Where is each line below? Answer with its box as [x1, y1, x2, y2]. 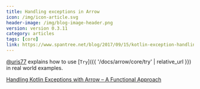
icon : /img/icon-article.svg [6, 14, 79, 20]
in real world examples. [6, 64, 64, 71]
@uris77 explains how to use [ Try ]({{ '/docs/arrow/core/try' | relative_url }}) [6, 58, 192, 65]
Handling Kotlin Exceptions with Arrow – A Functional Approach [6, 75, 162, 83]
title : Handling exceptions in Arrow [6, 8, 100, 15]
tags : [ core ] [6, 36, 39, 42]
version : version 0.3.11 [6, 25, 68, 31]
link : [6, 42, 20, 48]
